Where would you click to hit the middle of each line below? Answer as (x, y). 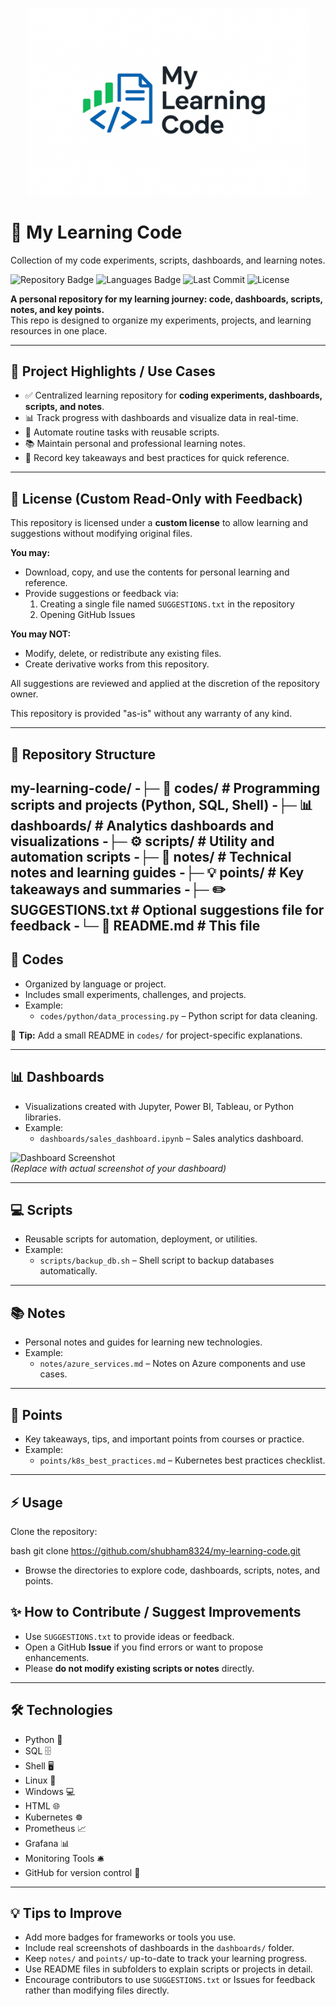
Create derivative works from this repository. (117, 664)
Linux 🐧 (40, 1780)
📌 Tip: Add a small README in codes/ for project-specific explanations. (156, 1035)
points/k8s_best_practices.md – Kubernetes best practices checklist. (182, 1460)
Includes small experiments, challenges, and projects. (135, 994)
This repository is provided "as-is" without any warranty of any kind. (151, 714)
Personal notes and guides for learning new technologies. (143, 1342)
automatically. (68, 1271)
